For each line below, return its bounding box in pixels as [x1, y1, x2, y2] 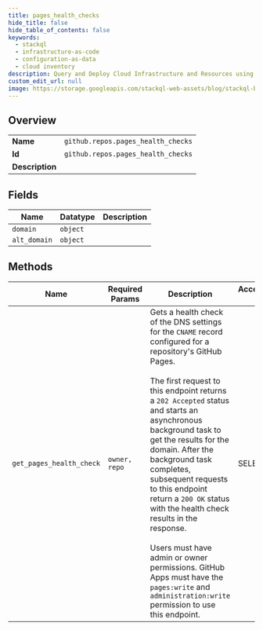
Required [108, 284, 143, 295]
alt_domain [12, 236, 52, 244]
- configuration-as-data [15, 56, 96, 64]
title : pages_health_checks [8, 11, 100, 20]
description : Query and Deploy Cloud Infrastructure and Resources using [8, 70, 254, 78]
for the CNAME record [150, 326, 223, 337]
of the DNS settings [150, 316, 222, 327]
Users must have [150, 542, 213, 553]
